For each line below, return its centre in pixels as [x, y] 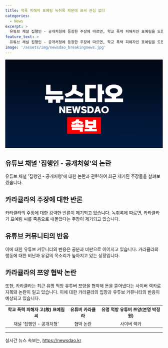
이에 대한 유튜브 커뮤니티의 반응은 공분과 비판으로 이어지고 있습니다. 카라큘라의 [82, 249]
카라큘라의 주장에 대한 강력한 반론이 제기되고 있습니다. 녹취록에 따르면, [74, 213]
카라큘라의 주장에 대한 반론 [44, 200]
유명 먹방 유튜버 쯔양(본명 [126, 310]
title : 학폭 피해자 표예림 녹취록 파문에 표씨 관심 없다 [55, 10]
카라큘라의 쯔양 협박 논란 [41, 273]
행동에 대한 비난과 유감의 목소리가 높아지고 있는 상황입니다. [62, 255]
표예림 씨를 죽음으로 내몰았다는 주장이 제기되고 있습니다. [65, 219]
